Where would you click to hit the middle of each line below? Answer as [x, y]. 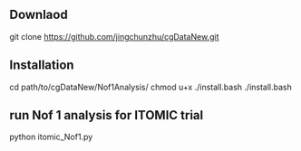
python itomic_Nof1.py [51, 137]
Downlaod [39, 15]
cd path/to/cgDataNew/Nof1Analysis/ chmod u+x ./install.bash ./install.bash [150, 87]
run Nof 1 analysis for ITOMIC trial [107, 115]
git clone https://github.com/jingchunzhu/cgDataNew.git [114, 36]
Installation [42, 66]
